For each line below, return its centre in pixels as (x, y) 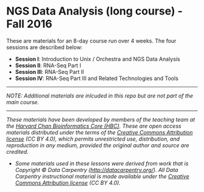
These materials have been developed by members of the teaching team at (101, 119)
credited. (18, 151)
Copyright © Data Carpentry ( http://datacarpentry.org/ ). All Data (97, 170)
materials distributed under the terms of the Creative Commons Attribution (100, 132)
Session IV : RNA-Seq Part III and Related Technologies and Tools (97, 78)
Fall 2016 (29, 24)
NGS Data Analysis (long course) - (95, 11)
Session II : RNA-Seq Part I (48, 65)
